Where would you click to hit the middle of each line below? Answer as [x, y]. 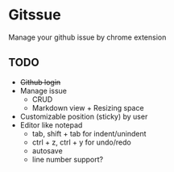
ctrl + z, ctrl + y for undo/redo [81, 142]
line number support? [67, 159]
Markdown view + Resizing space [88, 107]
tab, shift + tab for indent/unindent [89, 133]
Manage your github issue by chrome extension [87, 37]
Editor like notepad [51, 125]
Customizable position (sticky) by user [84, 116]
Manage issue [43, 90]
